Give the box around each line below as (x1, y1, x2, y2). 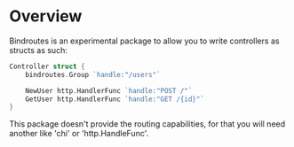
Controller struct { (9, 62, 86, 71)
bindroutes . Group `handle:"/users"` (25, 70, 162, 79)
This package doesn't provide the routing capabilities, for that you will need (9, 119, 286, 129)
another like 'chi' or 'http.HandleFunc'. (9, 128, 149, 139)
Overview (9, 6, 83, 27)
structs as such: (9, 44, 68, 55)
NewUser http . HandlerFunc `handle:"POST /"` (25, 86, 193, 95)
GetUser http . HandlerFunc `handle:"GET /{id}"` (25, 95, 204, 104)
